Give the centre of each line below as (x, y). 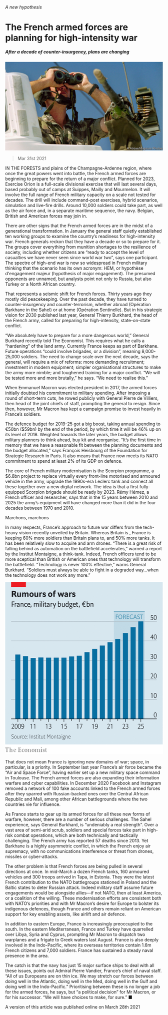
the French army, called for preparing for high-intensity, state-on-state (78, 321)
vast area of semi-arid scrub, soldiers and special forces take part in (75, 830)
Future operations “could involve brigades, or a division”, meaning (73, 351)
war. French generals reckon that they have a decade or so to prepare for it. (83, 242)
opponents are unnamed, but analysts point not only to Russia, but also (78, 279)
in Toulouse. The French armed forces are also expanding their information (82, 778)
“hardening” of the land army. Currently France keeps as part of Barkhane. (82, 346)
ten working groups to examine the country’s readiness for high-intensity (80, 236)
